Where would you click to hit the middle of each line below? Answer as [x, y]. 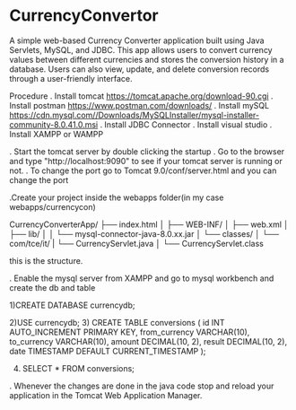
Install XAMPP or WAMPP [57, 134]
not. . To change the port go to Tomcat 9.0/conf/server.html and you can [143, 170]
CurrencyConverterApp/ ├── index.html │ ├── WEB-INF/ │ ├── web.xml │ [149, 224]
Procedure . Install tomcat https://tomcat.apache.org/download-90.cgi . [141, 96]
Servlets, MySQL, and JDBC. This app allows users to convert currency [141, 49]
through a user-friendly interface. [71, 78]
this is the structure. [46, 260]
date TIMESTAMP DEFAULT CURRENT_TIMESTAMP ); [108, 351]
